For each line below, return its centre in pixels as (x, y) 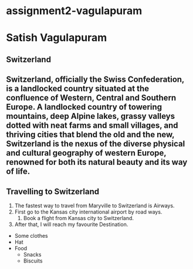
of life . (18, 172)
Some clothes (31, 235)
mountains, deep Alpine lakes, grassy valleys (90, 116)
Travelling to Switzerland (53, 192)
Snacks (32, 254)
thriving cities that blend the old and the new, (90, 134)
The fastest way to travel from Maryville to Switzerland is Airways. (94, 205)
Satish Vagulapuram (57, 38)
